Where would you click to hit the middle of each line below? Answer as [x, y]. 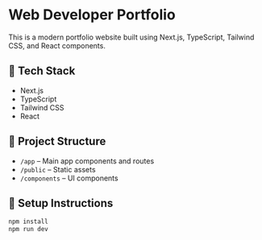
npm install [28, 222]
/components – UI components [69, 178]
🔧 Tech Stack [42, 71]
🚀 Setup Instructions [61, 203]
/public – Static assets [58, 169]
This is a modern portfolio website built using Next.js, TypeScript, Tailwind [131, 37]
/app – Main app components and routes [87, 161]
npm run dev [28, 230]
